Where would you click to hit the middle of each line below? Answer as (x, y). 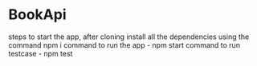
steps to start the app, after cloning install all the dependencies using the (129, 37)
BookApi (37, 15)
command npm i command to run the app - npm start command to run (124, 45)
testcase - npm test (41, 53)
